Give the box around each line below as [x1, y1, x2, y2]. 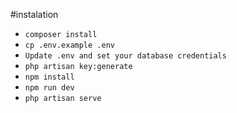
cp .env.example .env [24, 40, 115, 50]
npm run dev [24, 83, 75, 93]
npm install [24, 72, 75, 82]
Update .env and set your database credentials [24, 51, 227, 61]
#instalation [10, 9, 59, 20]
